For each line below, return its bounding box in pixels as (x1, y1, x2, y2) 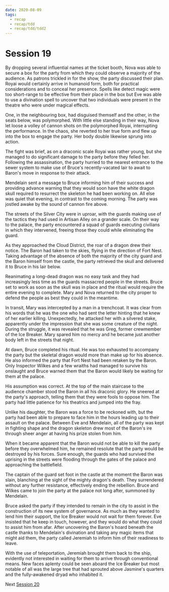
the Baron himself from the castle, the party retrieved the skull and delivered (5, 258, 164, 264)
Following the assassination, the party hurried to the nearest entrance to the (5, 159, 163, 166)
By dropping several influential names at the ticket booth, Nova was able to (5, 65, 161, 71)
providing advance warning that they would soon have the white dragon (5, 185, 155, 191)
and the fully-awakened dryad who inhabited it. (5, 571, 103, 578)
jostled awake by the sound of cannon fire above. (5, 201, 108, 207)
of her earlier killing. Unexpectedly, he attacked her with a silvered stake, (5, 315, 157, 321)
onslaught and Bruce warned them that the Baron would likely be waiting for (5, 368, 163, 374)
